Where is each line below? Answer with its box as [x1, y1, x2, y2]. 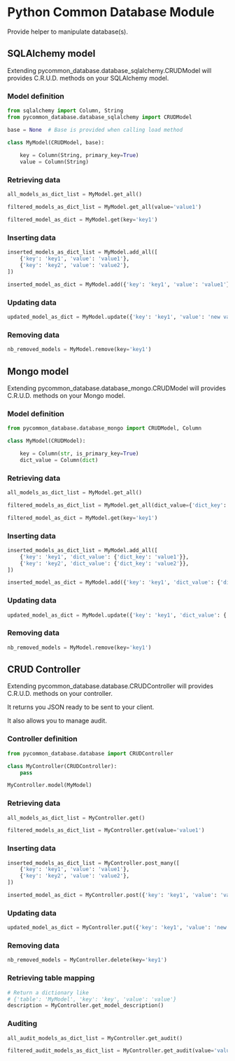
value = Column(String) [20, 158, 90, 165]
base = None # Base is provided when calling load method [7, 126, 183, 133]
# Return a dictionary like [7, 989, 90, 996]
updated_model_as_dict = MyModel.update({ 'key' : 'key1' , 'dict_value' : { [7, 611, 227, 619]
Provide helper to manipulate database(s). [7, 27, 128, 36]
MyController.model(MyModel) [7, 782, 92, 789]
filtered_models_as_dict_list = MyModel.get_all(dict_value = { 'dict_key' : [7, 502, 227, 509]
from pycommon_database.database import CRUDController [7, 750, 173, 757]
